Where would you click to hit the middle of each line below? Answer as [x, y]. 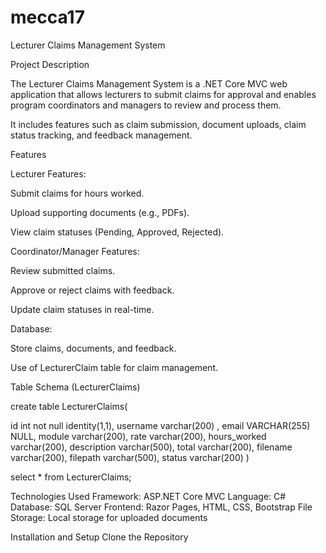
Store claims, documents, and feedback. [93, 348]
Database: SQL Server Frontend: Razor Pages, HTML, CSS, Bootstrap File [161, 507]
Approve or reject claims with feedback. [92, 290]
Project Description [50, 64]
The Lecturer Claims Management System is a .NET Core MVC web [149, 83]
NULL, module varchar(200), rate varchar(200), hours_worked [138, 436]
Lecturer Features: [48, 173]
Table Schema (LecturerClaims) [75, 387]
